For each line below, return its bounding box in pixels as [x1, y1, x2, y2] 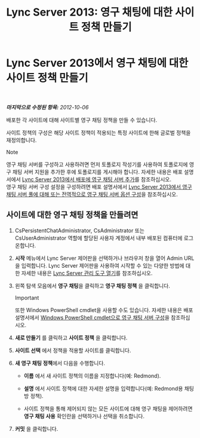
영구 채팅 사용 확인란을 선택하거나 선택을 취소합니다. [23, 412, 145, 419]
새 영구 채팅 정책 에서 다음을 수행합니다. [14, 359, 106, 366]
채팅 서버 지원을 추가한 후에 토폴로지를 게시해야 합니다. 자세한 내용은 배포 [12, 168, 183, 175]
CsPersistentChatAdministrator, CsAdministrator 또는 [14, 226, 145, 234]
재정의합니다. [6, 136, 37, 143]
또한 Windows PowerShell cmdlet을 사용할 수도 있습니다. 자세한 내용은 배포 [14, 306, 193, 314]
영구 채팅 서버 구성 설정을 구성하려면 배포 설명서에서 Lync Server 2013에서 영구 [6, 183, 192, 190]
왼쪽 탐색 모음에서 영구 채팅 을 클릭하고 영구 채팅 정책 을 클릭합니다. [14, 282, 170, 289]
